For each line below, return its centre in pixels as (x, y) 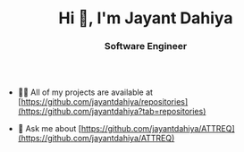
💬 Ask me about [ (50, 129)
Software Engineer (146, 46)
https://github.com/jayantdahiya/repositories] (105, 102)
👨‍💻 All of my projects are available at (85, 92)
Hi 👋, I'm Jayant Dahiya (146, 18)
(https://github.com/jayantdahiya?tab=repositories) (112, 112)
